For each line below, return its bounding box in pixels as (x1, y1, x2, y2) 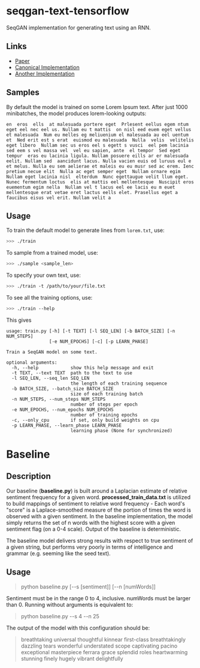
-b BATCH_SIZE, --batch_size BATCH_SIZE (11, 385, 114, 392)
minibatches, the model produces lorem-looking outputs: (6, 110, 147, 117)
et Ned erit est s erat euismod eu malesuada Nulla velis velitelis (6, 137, 195, 143)
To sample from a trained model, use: (6, 249, 99, 256)
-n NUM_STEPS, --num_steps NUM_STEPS (11, 396, 106, 402)
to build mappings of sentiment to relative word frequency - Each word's (6, 500, 186, 507)
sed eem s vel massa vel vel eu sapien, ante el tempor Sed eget (6, 147, 181, 153)
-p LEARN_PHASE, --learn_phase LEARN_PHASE (11, 422, 122, 428)
